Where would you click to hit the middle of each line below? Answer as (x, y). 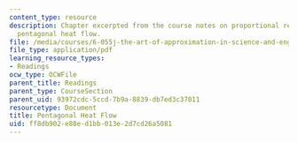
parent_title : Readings (53, 83)
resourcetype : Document (53, 108)
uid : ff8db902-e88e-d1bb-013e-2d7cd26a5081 (91, 124)
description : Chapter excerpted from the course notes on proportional (144, 26)
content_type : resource (53, 17)
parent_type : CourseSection (61, 91)
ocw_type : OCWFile (43, 75)
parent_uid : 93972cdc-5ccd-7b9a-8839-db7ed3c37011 (105, 99)
